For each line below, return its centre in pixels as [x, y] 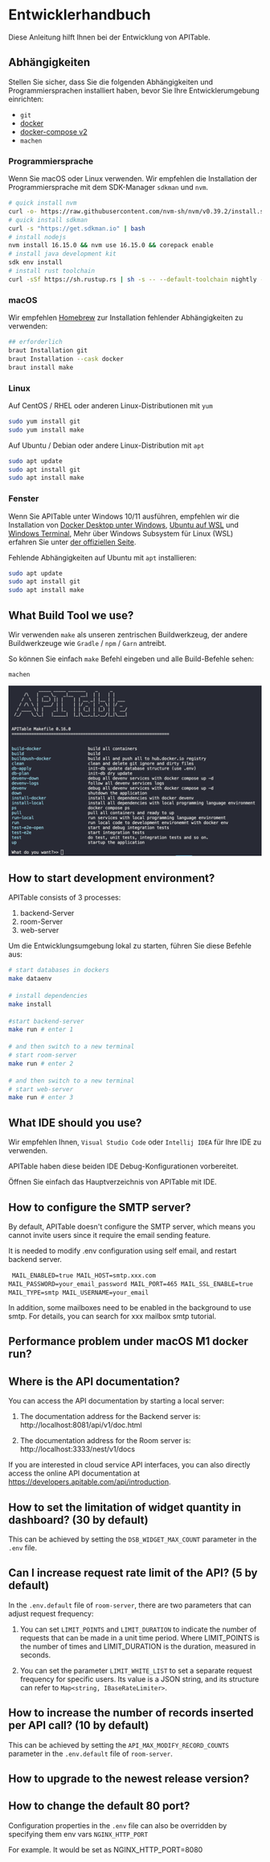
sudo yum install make [46, 430]
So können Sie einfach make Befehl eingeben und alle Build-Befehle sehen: [131, 659]
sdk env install [35, 263]
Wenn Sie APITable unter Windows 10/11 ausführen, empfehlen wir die [124, 516]
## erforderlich [35, 342]
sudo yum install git [45, 421]
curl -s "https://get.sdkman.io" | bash [77, 228]
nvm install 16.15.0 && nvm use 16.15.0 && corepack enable [111, 246]
